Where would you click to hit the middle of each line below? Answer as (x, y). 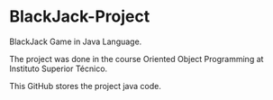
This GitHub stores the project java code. (86, 86)
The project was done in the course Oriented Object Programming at (136, 59)
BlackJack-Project (80, 17)
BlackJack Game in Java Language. (76, 41)
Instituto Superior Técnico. (59, 68)
